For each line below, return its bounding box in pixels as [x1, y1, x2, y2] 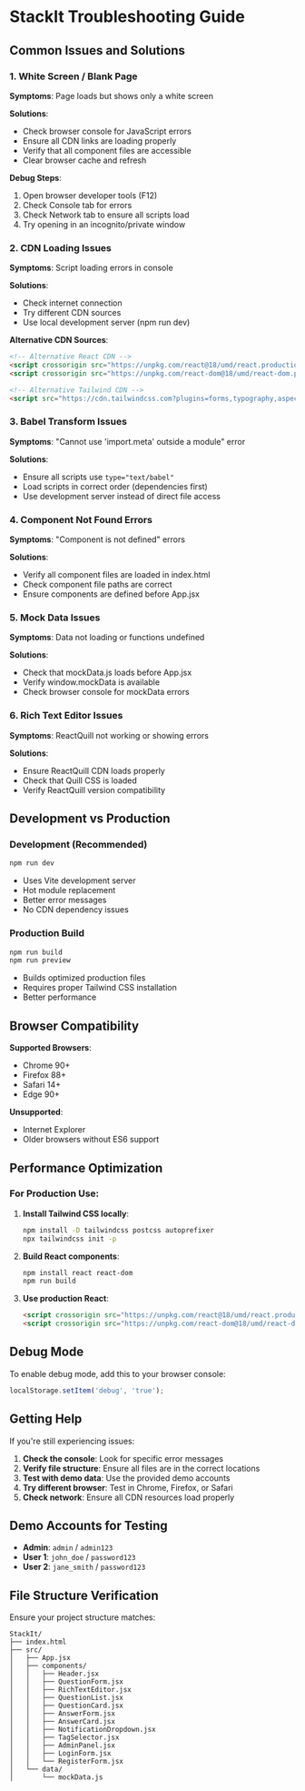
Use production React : [22, 1293, 109, 1304]
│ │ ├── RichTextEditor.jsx [9, 1685, 132, 1695]
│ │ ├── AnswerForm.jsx [9, 1709, 116, 1718]
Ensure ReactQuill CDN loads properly [22, 765, 165, 776]
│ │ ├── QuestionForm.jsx [9, 1677, 124, 1686]
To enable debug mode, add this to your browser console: [9, 1368, 226, 1379]
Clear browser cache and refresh [22, 155, 147, 166]
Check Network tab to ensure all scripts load [22, 209, 190, 220]
